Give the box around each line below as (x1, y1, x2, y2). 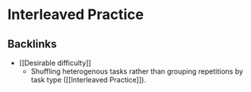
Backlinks (7, 37, 57, 51)
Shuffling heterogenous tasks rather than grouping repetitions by (30, 67, 244, 76)
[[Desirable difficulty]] (18, 58, 92, 67)
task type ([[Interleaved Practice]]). (30, 75, 146, 84)
